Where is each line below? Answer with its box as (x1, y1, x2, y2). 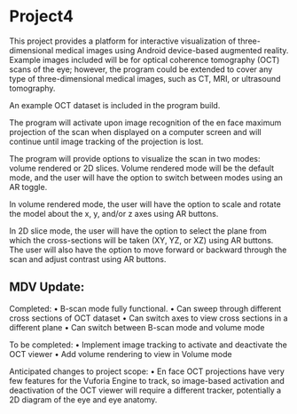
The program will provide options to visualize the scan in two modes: (9, 153, 261, 163)
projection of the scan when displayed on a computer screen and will (9, 126, 262, 137)
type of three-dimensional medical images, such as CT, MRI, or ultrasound (9, 73, 281, 84)
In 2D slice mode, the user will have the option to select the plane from (9, 225, 268, 236)
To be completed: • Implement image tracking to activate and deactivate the (9, 339, 288, 350)
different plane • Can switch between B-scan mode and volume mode (9, 322, 265, 332)
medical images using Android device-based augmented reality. (55, 44, 289, 55)
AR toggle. (9, 181, 48, 192)
